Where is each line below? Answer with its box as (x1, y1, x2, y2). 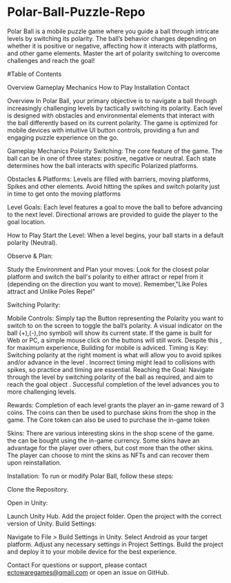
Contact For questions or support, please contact (7, 561, 147, 569)
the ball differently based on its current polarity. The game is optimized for (7, 118, 219, 127)
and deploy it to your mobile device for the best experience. (7, 547, 177, 555)
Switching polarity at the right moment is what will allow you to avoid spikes (7, 351, 222, 359)
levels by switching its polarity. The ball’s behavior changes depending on (7, 34, 217, 42)
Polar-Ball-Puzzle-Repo (7, 4, 146, 20)
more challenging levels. (7, 387, 77, 396)
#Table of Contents (7, 70, 62, 78)
